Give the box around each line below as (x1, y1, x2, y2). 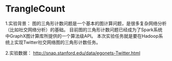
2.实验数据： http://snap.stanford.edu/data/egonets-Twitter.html (5, 50, 141, 56)
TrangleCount (5, 3, 66, 15)
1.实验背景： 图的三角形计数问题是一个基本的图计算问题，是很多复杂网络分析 (5, 20, 167, 26)
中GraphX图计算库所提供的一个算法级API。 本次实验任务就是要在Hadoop (5, 33, 159, 39)
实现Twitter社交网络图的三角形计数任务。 (14, 39, 101, 45)
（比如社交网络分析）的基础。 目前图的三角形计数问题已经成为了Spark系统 (5, 26, 163, 33)
